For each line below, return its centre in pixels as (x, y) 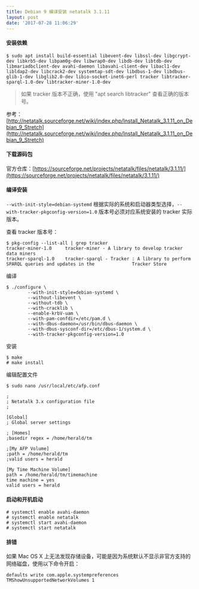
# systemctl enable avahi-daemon (48, 512)
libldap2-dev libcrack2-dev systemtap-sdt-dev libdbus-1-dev (84, 71)
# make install (25, 362)
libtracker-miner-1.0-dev (79, 82)
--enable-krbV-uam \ (53, 313)
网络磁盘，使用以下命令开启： (43, 564)
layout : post (22, 17)
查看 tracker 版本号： (32, 231)
